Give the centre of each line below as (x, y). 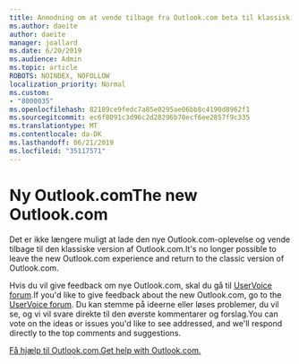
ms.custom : (30, 92)
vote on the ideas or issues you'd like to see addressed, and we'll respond (146, 323)
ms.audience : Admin (46, 59)
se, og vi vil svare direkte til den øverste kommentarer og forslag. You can (144, 314)
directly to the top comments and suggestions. (95, 333)
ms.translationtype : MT (54, 126)
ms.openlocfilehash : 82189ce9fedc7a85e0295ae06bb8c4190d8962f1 (130, 109)
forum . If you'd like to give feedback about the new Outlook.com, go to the (145, 295)
